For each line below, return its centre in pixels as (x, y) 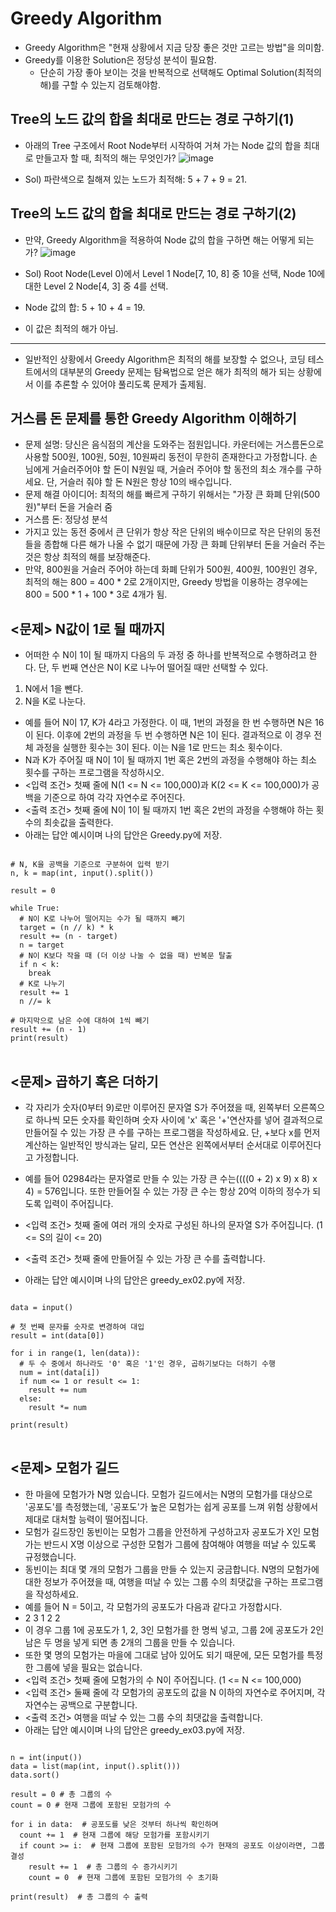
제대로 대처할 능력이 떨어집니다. (86, 1519)
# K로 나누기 (42, 984)
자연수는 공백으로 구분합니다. (81, 1704)
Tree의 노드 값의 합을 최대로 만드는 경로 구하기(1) (152, 119)
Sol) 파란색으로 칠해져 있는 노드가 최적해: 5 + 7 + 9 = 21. (135, 179)
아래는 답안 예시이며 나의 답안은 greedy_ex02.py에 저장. (135, 1280)
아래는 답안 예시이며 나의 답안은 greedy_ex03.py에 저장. (135, 1729)
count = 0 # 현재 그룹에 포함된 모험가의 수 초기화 (123, 1877)
